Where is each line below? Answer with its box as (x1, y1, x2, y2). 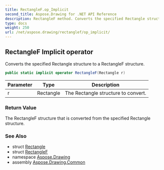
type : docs (5, 21, 27, 26)
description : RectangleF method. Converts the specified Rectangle (5, 16, 145, 21)
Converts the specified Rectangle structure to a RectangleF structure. (5, 61, 145, 66)
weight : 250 (5, 25, 29, 30)
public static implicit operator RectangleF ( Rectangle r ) (5, 70, 125, 75)
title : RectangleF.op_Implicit (5, 7, 69, 12)
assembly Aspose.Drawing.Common (12, 159, 85, 165)
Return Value (5, 104, 37, 111)
